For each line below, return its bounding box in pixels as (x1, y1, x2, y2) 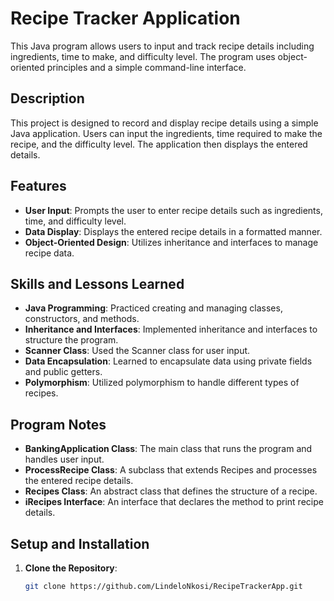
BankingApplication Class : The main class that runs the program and (24, 443, 313, 455)
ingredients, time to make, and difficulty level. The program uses (10, 50, 276, 62)
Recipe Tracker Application (10, 7, 241, 30)
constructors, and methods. (24, 313, 140, 325)
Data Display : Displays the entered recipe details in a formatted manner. (24, 225, 323, 237)
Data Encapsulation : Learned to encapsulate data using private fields (24, 355, 313, 367)
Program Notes (10, 416, 107, 433)
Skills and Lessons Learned (10, 275, 185, 292)
